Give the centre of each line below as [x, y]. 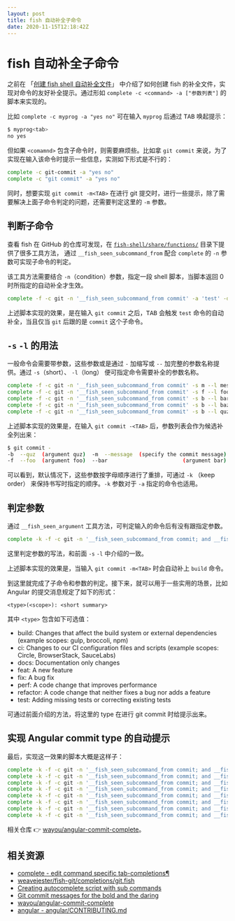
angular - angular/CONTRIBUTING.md [72, 910]
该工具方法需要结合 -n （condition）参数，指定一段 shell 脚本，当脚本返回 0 [115, 276]
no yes [17, 136]
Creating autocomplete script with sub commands [90, 887]
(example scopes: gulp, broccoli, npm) [73, 640]
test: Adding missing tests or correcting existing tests [94, 700]
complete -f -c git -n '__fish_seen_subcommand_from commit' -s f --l [112, 392]
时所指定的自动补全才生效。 [47, 285]
